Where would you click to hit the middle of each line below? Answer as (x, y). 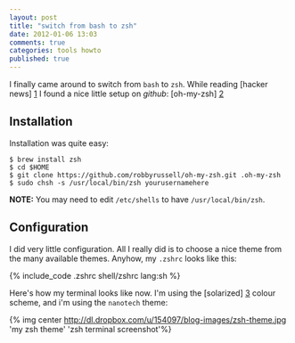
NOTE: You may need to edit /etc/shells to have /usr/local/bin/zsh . (137, 199)
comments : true (37, 42)
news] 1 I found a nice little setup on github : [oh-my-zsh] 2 (117, 94)
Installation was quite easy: (59, 143)
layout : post (33, 17)
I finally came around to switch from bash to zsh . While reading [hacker (139, 84)
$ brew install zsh (45, 159)
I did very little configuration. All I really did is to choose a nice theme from (146, 249)
